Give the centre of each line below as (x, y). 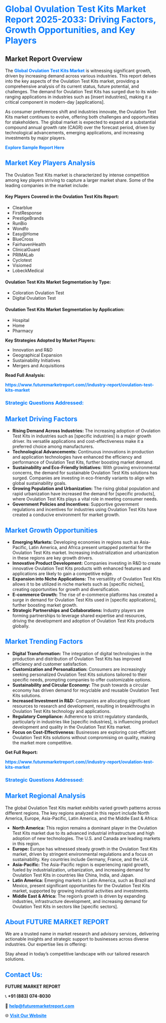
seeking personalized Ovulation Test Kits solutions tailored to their (80, 674)
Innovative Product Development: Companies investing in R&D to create (86, 563)
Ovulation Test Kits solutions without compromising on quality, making (84, 737)
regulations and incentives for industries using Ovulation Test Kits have (84, 510)
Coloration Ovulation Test (38, 293)
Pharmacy (23, 331)
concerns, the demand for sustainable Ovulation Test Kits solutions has (85, 473)
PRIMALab (23, 255)
